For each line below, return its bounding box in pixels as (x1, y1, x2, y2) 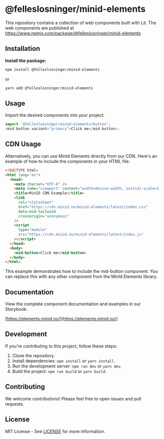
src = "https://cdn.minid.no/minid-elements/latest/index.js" (18, 232, 144, 237)
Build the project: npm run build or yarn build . (12, 368, 107, 374)
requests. (5, 401, 25, 407)
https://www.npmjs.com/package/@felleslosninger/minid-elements (5, 30, 141, 36)
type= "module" (18, 228, 48, 233)
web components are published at (5, 25, 74, 31)
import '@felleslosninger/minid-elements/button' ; (5, 122, 111, 127)
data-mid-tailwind (18, 209, 56, 214)
